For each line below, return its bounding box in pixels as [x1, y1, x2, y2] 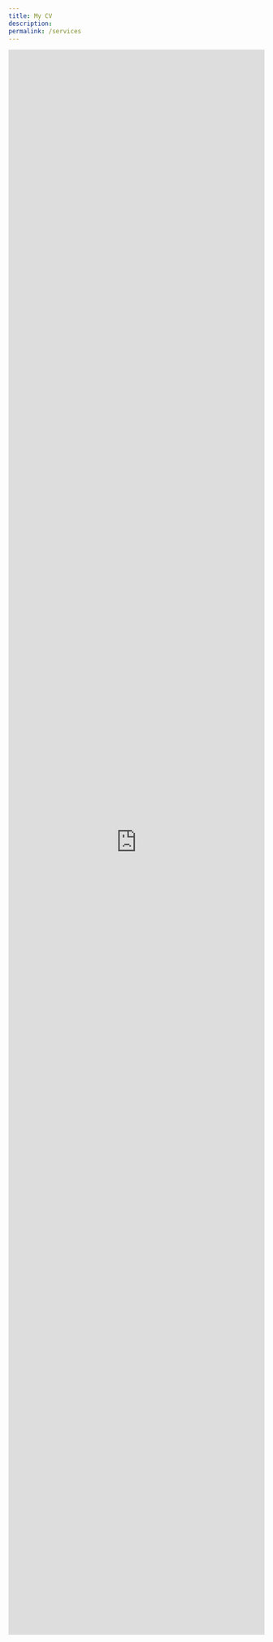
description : [8, 20, 53, 28]
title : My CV [8, 11, 53, 20]
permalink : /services [8, 27, 82, 35]
